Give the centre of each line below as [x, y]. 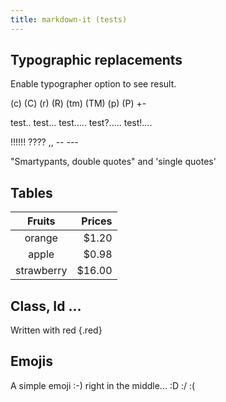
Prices [97, 221]
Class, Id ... [46, 306]
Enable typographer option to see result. [93, 84]
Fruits [41, 221]
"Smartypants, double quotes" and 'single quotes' [113, 162]
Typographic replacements [96, 60]
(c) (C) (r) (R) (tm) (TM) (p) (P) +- [78, 103]
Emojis [31, 361]
